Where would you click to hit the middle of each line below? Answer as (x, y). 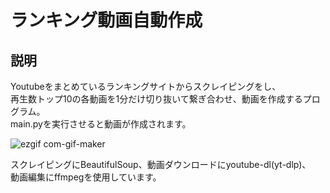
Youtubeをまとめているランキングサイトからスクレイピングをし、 (146, 86)
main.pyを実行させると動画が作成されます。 (101, 124)
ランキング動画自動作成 (106, 20)
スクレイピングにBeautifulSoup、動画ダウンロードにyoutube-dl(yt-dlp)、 (161, 164)
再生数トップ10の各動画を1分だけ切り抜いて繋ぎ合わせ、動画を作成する (156, 99)
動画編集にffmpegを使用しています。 (86, 177)
